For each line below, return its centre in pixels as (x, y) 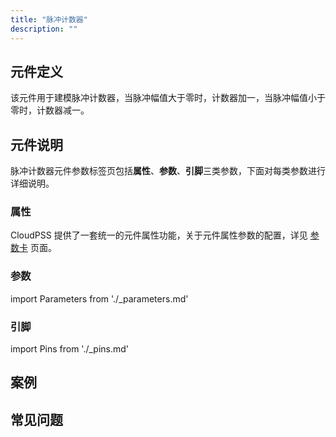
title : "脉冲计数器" (49, 19)
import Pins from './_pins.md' (70, 349)
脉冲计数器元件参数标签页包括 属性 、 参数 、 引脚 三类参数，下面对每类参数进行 (168, 171)
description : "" (44, 29)
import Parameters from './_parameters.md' (99, 298)
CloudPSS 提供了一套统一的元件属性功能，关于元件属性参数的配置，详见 (159, 235)
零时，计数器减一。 (50, 110)
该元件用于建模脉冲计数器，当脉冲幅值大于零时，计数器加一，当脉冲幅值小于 (168, 98)
